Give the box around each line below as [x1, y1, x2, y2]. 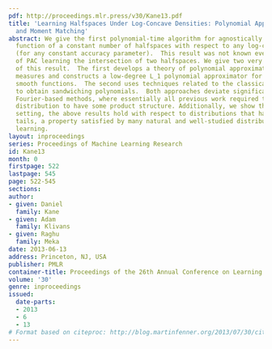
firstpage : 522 [8, 163, 60, 171]
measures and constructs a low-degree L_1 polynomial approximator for [15, 72, 263, 80]
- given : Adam [8, 215, 57, 223]
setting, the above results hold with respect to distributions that [15, 110, 255, 118]
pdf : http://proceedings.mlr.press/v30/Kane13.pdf [8, 11, 183, 20]
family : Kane [15, 207, 60, 215]
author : [8, 192, 35, 201]
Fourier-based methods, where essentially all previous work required [15, 95, 259, 103]
